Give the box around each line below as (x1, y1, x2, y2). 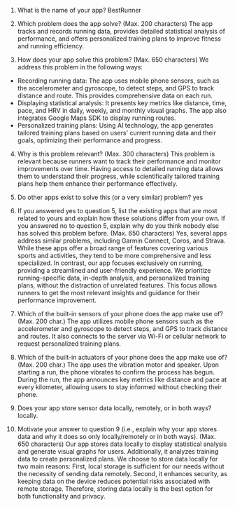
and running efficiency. (17, 42, 84, 50)
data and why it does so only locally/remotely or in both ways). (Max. (17, 433, 216, 440)
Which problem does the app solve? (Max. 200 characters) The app (17, 20, 213, 27)
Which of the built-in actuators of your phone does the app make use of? (17, 353, 228, 361)
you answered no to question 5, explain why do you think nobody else (17, 222, 219, 230)
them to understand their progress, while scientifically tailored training (17, 172, 220, 180)
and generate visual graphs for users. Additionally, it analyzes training (17, 447, 219, 455)
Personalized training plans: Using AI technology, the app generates (17, 121, 213, 129)
